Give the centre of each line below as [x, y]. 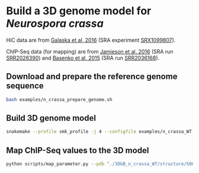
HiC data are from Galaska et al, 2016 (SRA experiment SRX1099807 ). [91, 40]
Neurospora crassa [55, 23]
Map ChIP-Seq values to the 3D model [78, 150]
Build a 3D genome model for [79, 11]
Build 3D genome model [51, 118]
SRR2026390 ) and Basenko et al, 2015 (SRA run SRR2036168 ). [83, 58]
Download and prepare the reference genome [92, 76]
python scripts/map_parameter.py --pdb [55, 164]
